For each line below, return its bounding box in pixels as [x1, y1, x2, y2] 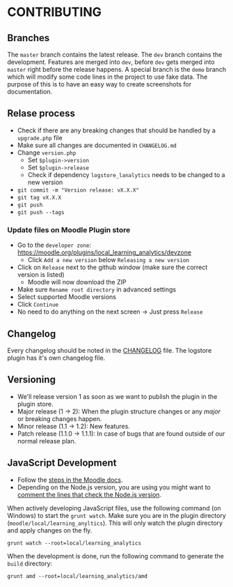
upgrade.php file [17, 133, 63, 142]
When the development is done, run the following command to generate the [7, 551, 224, 560]
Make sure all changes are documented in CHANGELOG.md [17, 141, 177, 149]
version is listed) [17, 270, 65, 279]
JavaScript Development [7, 457, 117, 469]
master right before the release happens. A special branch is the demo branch [7, 66, 227, 73]
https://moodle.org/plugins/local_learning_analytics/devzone [17, 248, 192, 257]
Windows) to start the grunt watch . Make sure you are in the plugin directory [7, 511, 226, 519]
